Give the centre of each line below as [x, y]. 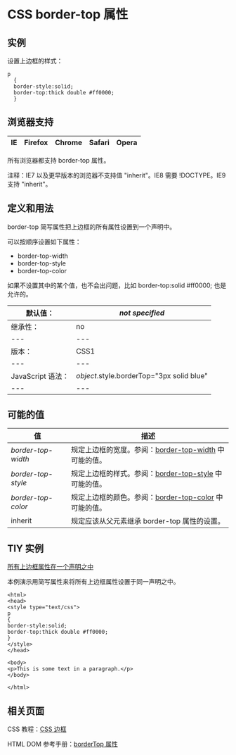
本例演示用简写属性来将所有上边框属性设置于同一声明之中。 [93, 582]
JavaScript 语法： [40, 376]
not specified [142, 313]
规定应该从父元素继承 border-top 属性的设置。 [147, 521]
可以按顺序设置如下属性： [44, 242]
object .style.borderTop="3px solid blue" [142, 375]
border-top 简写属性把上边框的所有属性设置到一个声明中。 [92, 227]
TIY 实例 [26, 548]
